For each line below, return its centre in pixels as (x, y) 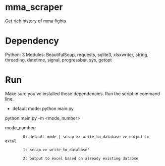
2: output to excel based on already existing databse (81, 158)
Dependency (32, 41)
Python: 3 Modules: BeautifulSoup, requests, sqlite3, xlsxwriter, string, (77, 55)
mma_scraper (34, 7)
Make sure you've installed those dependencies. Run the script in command (82, 94)
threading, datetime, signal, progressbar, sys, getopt (58, 60)
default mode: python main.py (43, 109)
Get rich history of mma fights (36, 21)
